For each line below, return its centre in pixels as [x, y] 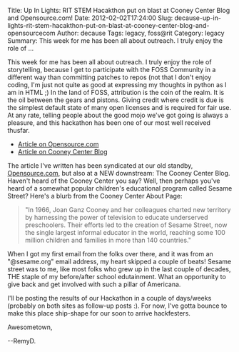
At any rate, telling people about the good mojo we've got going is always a [118, 115]
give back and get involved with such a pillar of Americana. [94, 284]
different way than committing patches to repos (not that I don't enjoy [110, 77]
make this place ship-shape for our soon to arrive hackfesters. [99, 313]
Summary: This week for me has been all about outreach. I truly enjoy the [115, 41]
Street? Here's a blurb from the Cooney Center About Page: [95, 196]
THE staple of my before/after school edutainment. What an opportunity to [117, 277]
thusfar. [19, 130]
